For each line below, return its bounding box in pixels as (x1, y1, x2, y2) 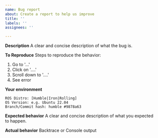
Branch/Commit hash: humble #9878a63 (5, 104, 82, 109)
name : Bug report (5, 7, 40, 12)
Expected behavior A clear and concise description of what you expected (5, 113, 154, 119)
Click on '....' (12, 67, 37, 73)
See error (12, 77, 32, 83)
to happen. (5, 118, 27, 124)
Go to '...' (12, 62, 30, 68)
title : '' (5, 16, 25, 21)
